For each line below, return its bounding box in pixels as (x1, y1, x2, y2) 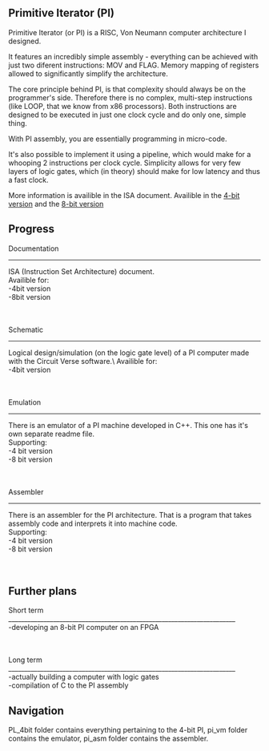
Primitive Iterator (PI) (8, 6, 114, 20)
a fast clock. (8, 175, 50, 184)
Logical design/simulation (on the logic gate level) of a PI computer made (8, 348, 250, 357)
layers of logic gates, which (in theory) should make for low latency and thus (8, 166, 260, 176)
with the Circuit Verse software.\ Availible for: (8, 356, 158, 365)
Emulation (8, 397, 42, 407)
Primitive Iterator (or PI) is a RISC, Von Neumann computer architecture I (8, 27, 247, 37)
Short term (8, 605, 44, 616)
